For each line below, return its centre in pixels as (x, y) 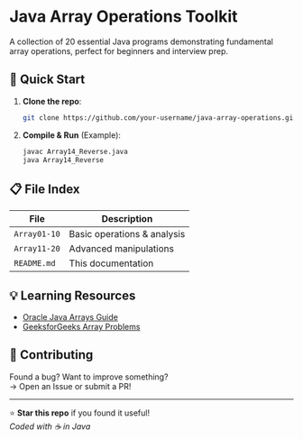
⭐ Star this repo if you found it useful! (80, 413)
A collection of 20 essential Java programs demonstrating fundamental (141, 41)
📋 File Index (45, 189)
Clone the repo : (52, 101)
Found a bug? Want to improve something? (89, 377)
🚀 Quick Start (47, 80)
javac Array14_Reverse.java (75, 151)
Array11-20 (37, 249)
